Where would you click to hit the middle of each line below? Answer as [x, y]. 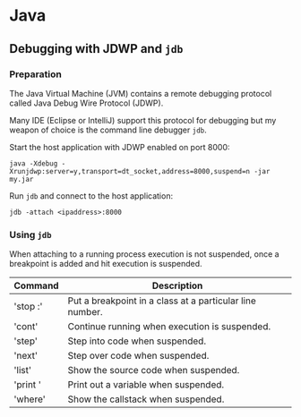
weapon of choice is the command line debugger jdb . [108, 130]
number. [85, 312]
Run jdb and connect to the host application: [91, 196]
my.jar [21, 179]
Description [177, 285]
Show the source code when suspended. [154, 370]
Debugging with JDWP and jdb [96, 49]
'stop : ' [28, 307]
